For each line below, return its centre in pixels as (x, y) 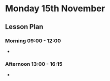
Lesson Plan (24, 27)
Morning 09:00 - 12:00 (33, 41)
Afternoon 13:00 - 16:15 (34, 64)
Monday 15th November (55, 9)
